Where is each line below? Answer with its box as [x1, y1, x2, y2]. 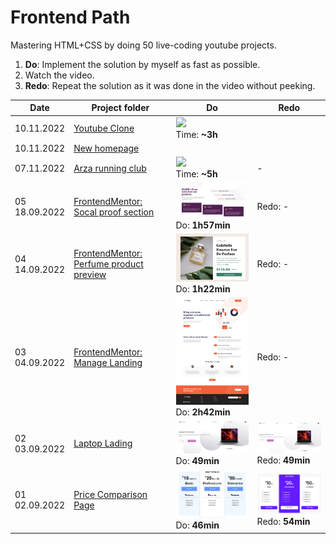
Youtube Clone [73, 122, 135, 135]
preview [73, 269, 107, 281]
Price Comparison [73, 489, 148, 501]
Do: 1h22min [175, 283, 231, 295]
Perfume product [73, 258, 144, 270]
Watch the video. [24, 69, 95, 81]
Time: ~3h [175, 128, 218, 140]
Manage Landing [73, 356, 143, 368]
